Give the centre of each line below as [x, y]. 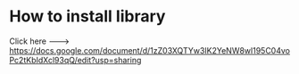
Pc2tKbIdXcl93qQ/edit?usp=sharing [75, 60]
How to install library [87, 16]
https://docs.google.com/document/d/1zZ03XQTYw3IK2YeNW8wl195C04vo [149, 50]
